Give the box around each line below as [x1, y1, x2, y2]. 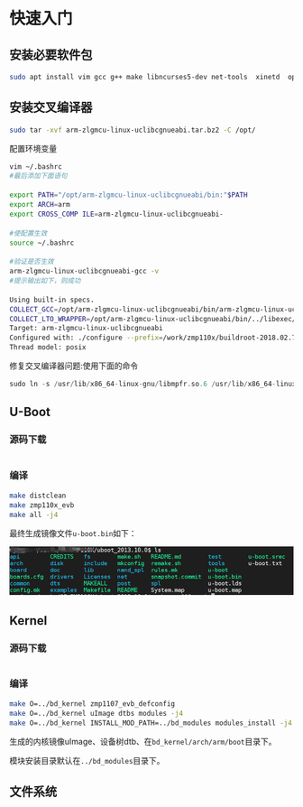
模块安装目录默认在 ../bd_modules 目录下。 [9, 755, 165, 765]
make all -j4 [9, 510, 59, 519]
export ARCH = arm [9, 200, 70, 209]
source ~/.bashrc [9, 238, 75, 247]
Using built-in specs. [9, 295, 95, 304]
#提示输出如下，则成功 [9, 276, 81, 285]
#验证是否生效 [9, 257, 54, 266]
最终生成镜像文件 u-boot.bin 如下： [9, 527, 137, 538]
